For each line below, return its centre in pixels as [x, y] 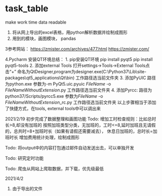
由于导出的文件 [27, 188]
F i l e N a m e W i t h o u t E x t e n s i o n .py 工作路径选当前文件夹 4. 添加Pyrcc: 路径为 [79, 90]
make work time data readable [36, 22]
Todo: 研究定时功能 [25, 158]
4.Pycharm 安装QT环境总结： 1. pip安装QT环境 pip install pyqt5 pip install [79, 59]
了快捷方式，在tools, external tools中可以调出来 [53, 108]
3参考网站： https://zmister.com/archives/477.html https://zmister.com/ [77, 49]
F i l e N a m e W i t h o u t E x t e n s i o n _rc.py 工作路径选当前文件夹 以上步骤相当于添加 [81, 102]
